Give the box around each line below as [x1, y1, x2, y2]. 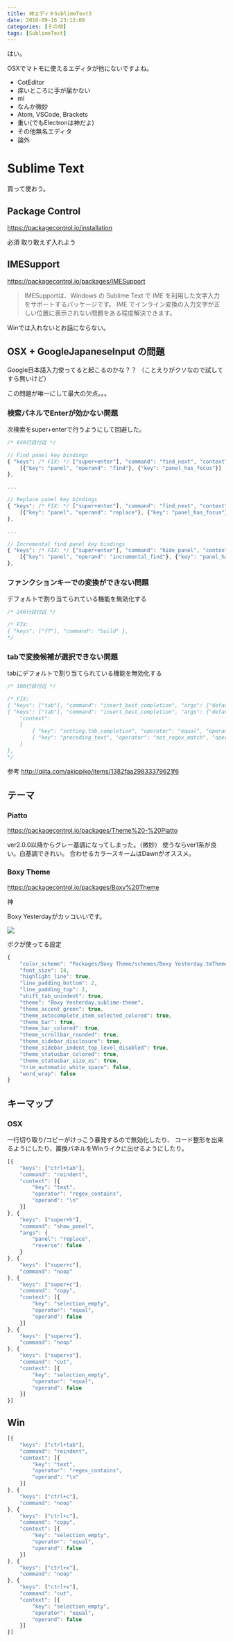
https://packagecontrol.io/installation [7, 224, 113, 231]
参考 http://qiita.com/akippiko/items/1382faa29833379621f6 [7, 767, 179, 775]
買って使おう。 [7, 185, 50, 193]
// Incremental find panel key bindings [7, 540, 126, 548]
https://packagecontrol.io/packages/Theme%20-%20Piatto [7, 827, 178, 835]
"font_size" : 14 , [19, 967, 70, 974]
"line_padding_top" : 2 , [19, 986, 89, 993]
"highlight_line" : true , [19, 973, 92, 980]
